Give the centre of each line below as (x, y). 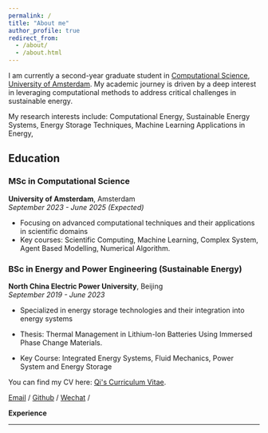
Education (34, 159)
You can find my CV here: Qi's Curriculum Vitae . (87, 382)
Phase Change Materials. (61, 342)
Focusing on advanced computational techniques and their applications (137, 222)
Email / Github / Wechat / (49, 397)
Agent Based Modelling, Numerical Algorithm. (95, 248)
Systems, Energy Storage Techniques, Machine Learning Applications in (127, 125)
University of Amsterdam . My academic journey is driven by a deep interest (132, 84)
